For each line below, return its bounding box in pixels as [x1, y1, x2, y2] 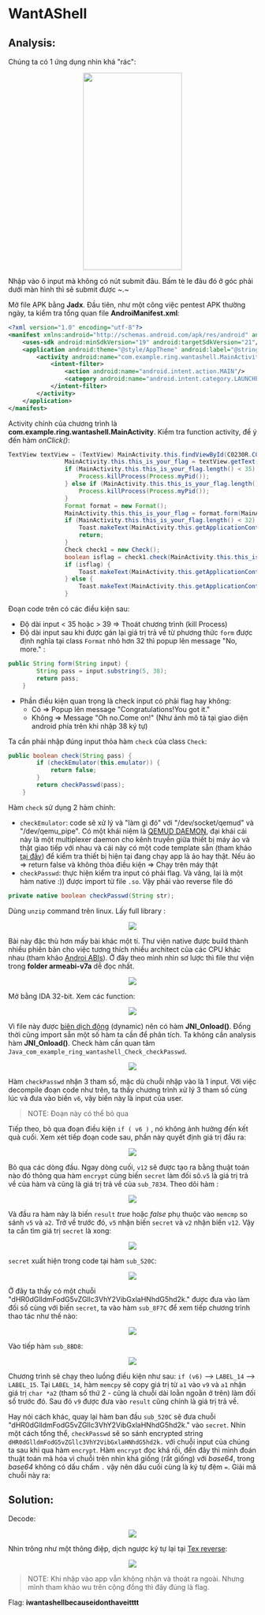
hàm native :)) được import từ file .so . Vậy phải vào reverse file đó [19, 876, 233, 886]
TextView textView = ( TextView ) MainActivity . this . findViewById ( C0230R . [8, 450, 252, 458]
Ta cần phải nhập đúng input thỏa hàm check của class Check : [8, 737, 207, 746]
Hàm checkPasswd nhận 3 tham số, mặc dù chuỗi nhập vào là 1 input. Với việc [8, 1076, 257, 1086]
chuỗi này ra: [8, 1470, 51, 1479]
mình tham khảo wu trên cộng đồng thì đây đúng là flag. [27, 1583, 210, 1592]
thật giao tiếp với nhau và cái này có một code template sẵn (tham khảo [19, 843, 252, 852]
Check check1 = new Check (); [64, 546, 160, 554]
